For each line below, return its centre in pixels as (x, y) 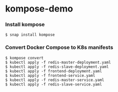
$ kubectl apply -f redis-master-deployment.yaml (58, 62)
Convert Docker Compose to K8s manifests (59, 47)
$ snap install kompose (30, 35)
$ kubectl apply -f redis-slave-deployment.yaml (57, 67)
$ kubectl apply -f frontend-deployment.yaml (53, 71)
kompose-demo (39, 9)
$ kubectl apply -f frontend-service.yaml (50, 75)
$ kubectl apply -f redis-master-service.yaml (55, 80)
